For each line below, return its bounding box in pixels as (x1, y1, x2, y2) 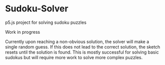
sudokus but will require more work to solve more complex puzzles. (5, 54, 143, 60)
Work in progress (5, 29, 41, 35)
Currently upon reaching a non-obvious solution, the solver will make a (5, 38, 149, 45)
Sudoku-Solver (5, 3, 69, 14)
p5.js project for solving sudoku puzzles (5, 19, 86, 25)
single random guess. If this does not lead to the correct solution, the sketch (5, 44, 161, 50)
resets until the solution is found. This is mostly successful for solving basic (5, 49, 159, 55)
